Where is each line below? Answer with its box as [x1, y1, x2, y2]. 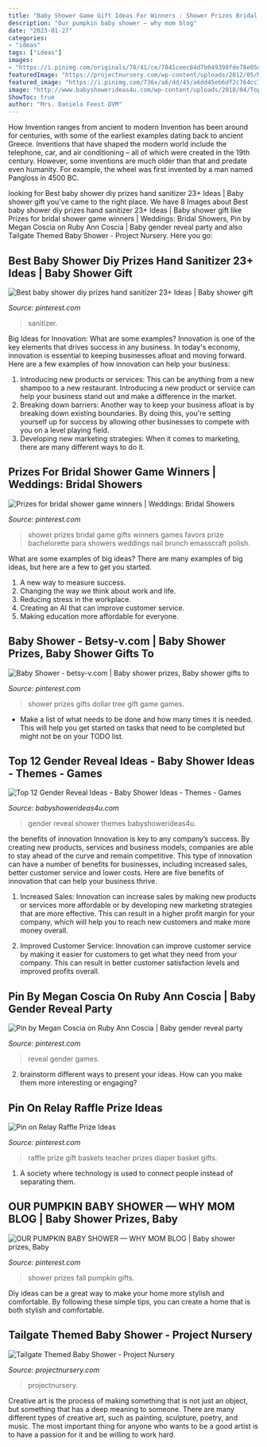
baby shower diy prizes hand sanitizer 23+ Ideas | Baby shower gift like [8, 205, 242, 215]
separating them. [19, 1177, 76, 1187]
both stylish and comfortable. [8, 1305, 105, 1315]
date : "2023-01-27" [8, 26, 73, 34]
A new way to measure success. [19, 577, 126, 587]
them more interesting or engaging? [19, 1078, 137, 1088]
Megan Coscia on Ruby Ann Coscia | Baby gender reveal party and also [8, 222, 243, 232]
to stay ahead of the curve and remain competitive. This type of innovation [8, 851, 253, 861]
